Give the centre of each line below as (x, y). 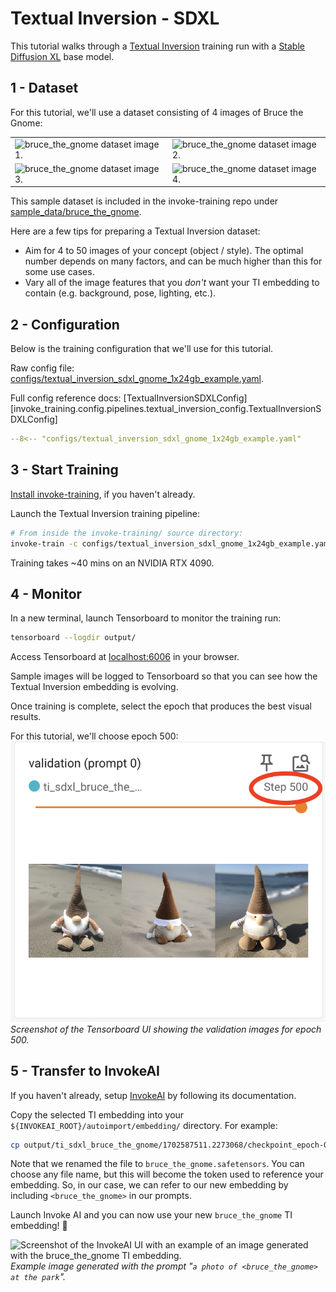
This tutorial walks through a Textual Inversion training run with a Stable (157, 46)
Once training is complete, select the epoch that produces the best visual (161, 706)
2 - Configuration (65, 324)
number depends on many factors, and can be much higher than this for (173, 261)
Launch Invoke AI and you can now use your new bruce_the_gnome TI (151, 1215)
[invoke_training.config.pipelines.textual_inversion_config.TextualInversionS (166, 409)
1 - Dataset (44, 88)
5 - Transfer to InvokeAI (85, 1071)
